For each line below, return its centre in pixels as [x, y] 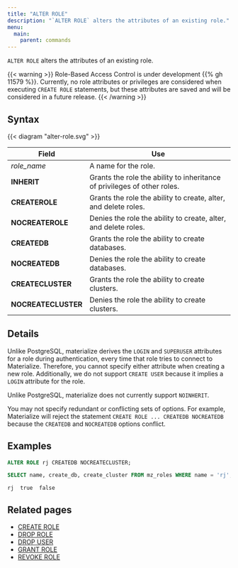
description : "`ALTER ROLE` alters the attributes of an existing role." [119, 21]
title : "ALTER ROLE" [38, 14]
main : [22, 34]
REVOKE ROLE [39, 557]
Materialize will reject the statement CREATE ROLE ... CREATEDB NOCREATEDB [116, 416]
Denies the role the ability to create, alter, [158, 218]
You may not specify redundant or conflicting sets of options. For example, [116, 408]
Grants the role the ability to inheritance [155, 177]
